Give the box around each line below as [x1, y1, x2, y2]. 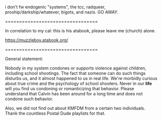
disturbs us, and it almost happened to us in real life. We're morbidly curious [5, 76, 158, 81]
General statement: [5, 56, 44, 62]
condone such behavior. [5, 96, 53, 102]
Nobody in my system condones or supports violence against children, [5, 65, 146, 71]
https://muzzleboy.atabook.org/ [5, 37, 68, 43]
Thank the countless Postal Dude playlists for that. [5, 110, 106, 116]
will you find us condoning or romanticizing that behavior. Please [5, 86, 134, 91]
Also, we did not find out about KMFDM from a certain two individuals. [5, 106, 146, 111]
